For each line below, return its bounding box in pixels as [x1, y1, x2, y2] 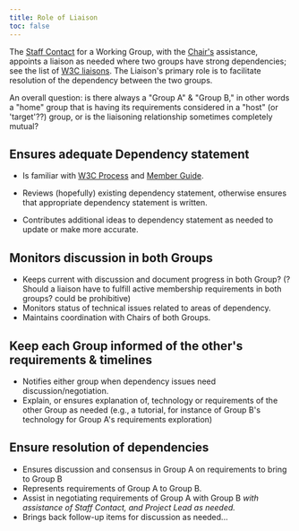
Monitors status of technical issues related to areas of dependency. [21, 302, 271, 314]
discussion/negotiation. [21, 385, 109, 396]
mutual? [9, 120, 38, 131]
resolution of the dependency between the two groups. [9, 74, 213, 85]
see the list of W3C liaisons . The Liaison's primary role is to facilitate [9, 65, 261, 76]
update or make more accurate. [21, 224, 139, 235]
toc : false [9, 22, 50, 30]
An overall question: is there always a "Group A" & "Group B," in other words [9, 91, 290, 103]
